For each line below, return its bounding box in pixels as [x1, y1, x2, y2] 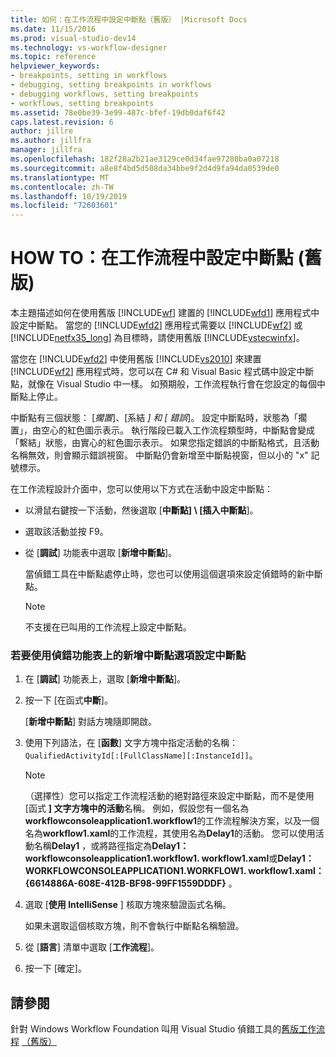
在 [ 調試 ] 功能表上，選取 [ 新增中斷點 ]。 [24, 673, 187, 685]
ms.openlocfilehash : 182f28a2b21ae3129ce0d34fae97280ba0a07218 [10, 154, 280, 164]
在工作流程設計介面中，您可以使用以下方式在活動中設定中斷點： [10, 483, 273, 495]
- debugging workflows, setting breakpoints [10, 89, 199, 99]
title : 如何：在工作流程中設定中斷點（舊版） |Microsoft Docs [10, 14, 248, 25]
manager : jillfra [10, 145, 83, 155]
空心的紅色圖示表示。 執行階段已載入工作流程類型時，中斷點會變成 [40, 424, 315, 436]
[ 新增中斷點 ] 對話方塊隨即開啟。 [24, 716, 157, 728]
